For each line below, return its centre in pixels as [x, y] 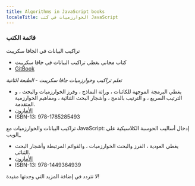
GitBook [24, 68]
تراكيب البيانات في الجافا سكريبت [43, 50]
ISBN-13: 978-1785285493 [47, 117]
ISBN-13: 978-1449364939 [48, 165]
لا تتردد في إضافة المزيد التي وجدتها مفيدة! [53, 176]
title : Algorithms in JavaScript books [56, 12]
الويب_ [14, 134]
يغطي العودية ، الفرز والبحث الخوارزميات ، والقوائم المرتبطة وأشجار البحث [97, 146]
